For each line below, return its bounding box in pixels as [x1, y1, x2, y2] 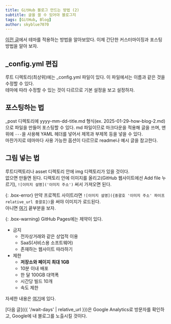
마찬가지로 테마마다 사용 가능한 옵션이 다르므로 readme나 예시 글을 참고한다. [5, 137, 158, 143]
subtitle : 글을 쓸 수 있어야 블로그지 [5, 12, 76, 17]
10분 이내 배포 [20, 265, 49, 271]
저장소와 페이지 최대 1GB [20, 259, 70, 265]
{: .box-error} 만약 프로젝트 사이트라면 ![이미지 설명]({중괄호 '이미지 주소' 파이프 [5, 192, 165, 198]
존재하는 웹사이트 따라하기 [20, 246, 73, 252]
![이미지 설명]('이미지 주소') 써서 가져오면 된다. [17, 181, 112, 187]
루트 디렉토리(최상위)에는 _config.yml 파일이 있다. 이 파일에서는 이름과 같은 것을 [5, 74, 165, 80]
